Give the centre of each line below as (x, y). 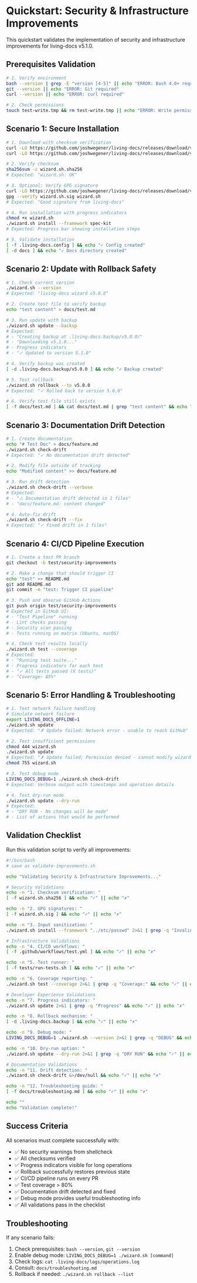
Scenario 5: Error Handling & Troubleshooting (91, 695)
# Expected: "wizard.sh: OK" (42, 175)
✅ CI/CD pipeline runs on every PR (56, 1178)
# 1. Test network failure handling (51, 709)
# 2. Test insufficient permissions (51, 741)
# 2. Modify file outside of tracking (53, 466)
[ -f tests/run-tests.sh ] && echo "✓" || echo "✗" (70, 968)
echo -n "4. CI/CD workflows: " (45, 946)
